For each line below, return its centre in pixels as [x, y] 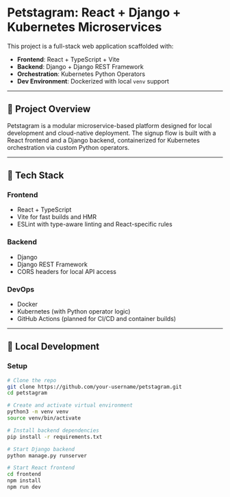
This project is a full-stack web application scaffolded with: [90, 46]
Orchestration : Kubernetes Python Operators [81, 74]
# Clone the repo [32, 380]
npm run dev [24, 487]
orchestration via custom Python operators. [68, 147]
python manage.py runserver [47, 456]
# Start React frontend [41, 468]
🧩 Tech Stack [36, 176]
